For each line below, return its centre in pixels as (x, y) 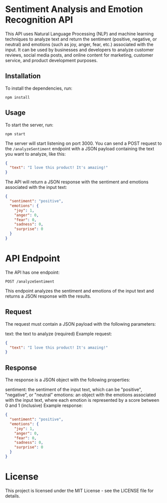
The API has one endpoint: (32, 272)
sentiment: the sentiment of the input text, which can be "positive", (74, 390)
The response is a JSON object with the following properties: (68, 380)
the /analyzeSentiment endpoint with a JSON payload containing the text (80, 148)
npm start (15, 134)
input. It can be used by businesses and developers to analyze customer (80, 50)
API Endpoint (33, 259)
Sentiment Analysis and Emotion (74, 9)
